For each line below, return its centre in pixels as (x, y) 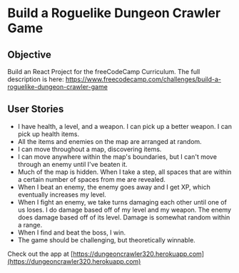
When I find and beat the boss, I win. (72, 232)
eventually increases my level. (62, 195)
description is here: (36, 79)
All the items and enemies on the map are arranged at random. (110, 141)
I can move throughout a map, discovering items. (90, 149)
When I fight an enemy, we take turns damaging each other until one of (122, 202)
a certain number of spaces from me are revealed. (92, 179)
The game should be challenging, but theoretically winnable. (107, 239)
